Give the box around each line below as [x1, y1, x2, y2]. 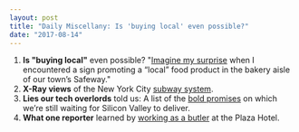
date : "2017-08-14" [9, 30, 83, 39]
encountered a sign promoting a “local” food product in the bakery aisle [22, 64, 291, 75]
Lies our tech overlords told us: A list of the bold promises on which [22, 93, 278, 104]
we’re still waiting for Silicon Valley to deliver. [22, 103, 190, 114]
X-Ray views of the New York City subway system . [22, 83, 214, 95]
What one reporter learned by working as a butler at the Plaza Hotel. [22, 112, 280, 123]
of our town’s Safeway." [22, 74, 111, 85]
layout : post [9, 13, 59, 23]
